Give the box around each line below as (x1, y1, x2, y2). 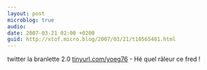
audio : (7, 23, 26, 30)
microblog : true (7, 17, 54, 24)
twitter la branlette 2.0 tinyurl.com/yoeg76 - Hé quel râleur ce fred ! (7, 55, 201, 63)
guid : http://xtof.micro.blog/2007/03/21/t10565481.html (7, 36, 176, 43)
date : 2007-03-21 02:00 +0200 (7, 29, 95, 37)
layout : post (7, 10, 45, 17)
